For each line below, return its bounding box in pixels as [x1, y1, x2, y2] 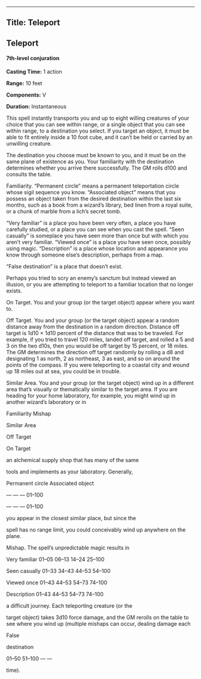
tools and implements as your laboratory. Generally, [6, 468, 133, 475]
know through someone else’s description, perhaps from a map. [6, 251, 164, 258]
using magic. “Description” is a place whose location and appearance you [6, 245, 188, 252]
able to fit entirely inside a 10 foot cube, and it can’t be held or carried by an [6, 133, 193, 141]
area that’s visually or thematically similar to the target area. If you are [6, 385, 178, 393]
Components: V [6, 91, 47, 98]
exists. [6, 287, 23, 294]
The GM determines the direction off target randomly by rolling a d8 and [6, 348, 184, 355]
